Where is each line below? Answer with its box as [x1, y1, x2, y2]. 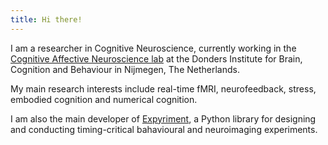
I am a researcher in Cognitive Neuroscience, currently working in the [10, 42, 297, 54]
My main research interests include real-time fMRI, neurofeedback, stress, [10, 82, 317, 95]
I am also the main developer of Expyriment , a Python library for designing [10, 112, 317, 125]
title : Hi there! [10, 14, 83, 25]
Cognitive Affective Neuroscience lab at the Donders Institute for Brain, [10, 52, 303, 65]
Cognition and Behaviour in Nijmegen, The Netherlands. [10, 63, 240, 75]
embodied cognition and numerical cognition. [10, 93, 198, 105]
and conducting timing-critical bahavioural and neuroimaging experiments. [10, 123, 318, 135]
